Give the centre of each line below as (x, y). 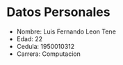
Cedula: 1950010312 (46, 46)
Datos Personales (58, 12)
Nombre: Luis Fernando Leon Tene (66, 31)
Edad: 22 (30, 38)
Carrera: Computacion (48, 54)
